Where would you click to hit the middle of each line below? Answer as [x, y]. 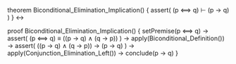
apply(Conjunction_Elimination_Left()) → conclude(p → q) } [93, 53]
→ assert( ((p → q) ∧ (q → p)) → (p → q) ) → [71, 46]
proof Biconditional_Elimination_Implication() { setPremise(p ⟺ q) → [108, 31]
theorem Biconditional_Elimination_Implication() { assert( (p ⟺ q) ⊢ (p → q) [118, 10]
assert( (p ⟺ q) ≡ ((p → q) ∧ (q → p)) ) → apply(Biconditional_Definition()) [116, 38]
